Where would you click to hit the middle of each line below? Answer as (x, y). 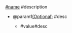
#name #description (26, 7)
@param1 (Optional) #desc (40, 16)
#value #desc (34, 26)
